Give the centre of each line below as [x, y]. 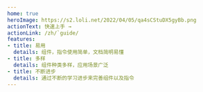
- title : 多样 [27, 59]
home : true [23, 13]
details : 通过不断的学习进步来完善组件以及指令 [74, 78]
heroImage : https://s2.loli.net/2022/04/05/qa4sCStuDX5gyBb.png [102, 20]
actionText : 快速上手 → [39, 26]
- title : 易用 [27, 46]
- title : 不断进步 [32, 71]
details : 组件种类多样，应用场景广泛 [61, 65]
